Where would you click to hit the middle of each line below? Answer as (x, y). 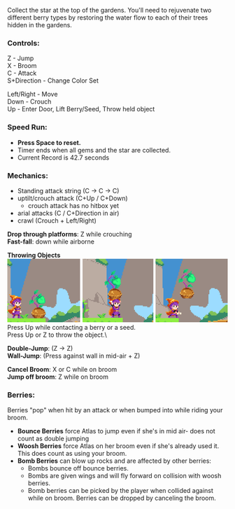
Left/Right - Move (33, 95)
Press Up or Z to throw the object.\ (57, 335)
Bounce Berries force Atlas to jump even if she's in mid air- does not (116, 431)
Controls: (23, 43)
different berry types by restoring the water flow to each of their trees (108, 18)
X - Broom (22, 66)
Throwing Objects (34, 255)
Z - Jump (21, 58)
